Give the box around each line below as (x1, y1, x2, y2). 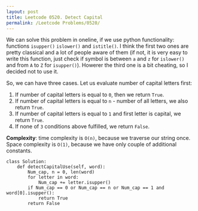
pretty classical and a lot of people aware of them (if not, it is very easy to (6, 49, 188, 56)
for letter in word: (28, 175, 79, 181)
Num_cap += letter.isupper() (38, 180, 111, 186)
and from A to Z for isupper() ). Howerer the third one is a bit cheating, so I (6, 62, 188, 69)
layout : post (6, 8, 39, 15)
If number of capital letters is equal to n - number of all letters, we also (14, 97, 188, 105)
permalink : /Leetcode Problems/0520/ (6, 20, 100, 26)
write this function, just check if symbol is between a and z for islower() (6, 55, 185, 63)
